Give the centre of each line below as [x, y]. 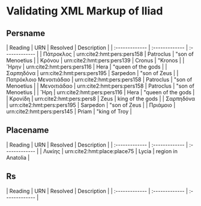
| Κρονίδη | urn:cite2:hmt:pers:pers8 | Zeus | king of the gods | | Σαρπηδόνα [100, 98]
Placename [28, 130]
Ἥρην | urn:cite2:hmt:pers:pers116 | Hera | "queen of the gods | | [87, 67]
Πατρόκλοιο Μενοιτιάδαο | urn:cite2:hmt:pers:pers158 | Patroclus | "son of [99, 80]
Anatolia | [18, 157]
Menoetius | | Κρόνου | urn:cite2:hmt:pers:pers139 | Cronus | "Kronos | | [95, 60]
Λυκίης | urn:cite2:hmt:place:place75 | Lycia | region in [110, 151]
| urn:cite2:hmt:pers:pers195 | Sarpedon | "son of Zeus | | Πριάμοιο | [91, 105]
